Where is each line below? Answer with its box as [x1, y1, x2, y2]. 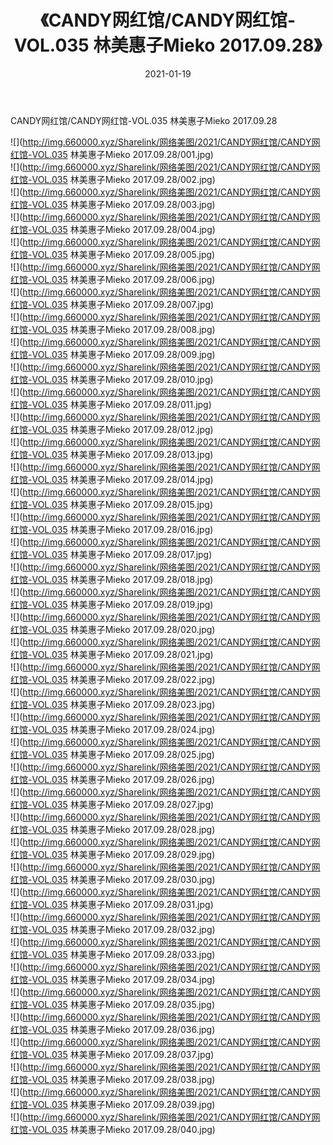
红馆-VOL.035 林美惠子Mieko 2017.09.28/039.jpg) [10, 1098, 216, 1110]
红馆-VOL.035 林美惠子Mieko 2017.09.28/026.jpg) [10, 773, 216, 785]
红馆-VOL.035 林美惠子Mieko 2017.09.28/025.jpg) [10, 748, 215, 760]
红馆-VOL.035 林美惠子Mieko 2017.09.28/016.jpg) [10, 523, 214, 535]
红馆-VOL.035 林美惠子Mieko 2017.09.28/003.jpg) [10, 198, 216, 210]
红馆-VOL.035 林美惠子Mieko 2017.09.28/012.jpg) [10, 423, 214, 435]
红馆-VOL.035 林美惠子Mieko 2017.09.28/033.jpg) [10, 948, 216, 960]
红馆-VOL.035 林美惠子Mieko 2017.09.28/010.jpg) [10, 373, 214, 385]
